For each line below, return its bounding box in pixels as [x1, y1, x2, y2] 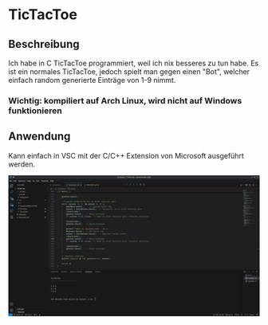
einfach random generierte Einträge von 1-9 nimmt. [8, 76, 176, 84]
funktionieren [8, 105, 62, 116]
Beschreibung [8, 37, 80, 51]
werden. [8, 159, 36, 169]
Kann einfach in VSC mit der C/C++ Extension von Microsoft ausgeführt [8, 151, 245, 160]
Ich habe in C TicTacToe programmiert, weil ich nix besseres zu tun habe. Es [8, 58, 259, 68]
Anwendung [8, 130, 71, 143]
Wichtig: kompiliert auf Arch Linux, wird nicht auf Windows [8, 95, 242, 106]
